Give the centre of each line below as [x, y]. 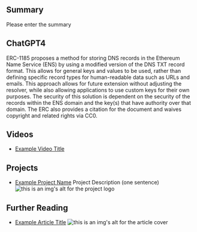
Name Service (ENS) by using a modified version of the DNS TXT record [95, 64]
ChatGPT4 [26, 44]
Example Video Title [40, 149]
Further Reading [37, 208]
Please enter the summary [39, 24]
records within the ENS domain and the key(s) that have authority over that [98, 102]
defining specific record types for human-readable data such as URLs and [98, 77]
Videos [20, 135]
